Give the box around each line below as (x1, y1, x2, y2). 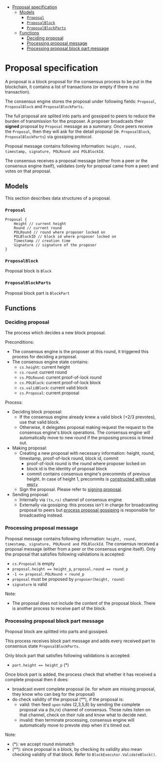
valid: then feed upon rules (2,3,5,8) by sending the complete (19, 701, 141, 707)
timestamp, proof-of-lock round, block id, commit (19, 455, 119, 462)
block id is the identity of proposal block (26, 466, 108, 472)
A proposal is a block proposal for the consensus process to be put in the (5, 78, 152, 84)
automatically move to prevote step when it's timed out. (19, 722, 131, 728)
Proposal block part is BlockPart (5, 290, 70, 296)
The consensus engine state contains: (12, 359, 89, 365)
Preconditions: (5, 339, 34, 345)
